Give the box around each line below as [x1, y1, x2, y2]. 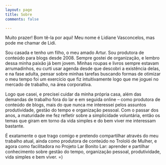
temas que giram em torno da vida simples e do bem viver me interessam [5, 118, 156, 124]
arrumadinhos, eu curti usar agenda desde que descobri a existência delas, [5, 65, 161, 71]
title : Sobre [5, 12, 32, 17]
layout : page [5, 7, 32, 12]
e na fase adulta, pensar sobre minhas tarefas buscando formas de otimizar [5, 71, 161, 77]
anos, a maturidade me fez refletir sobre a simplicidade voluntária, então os [5, 112, 161, 118]
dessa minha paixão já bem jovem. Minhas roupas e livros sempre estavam [5, 60, 159, 66]
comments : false [5, 16, 39, 21]
